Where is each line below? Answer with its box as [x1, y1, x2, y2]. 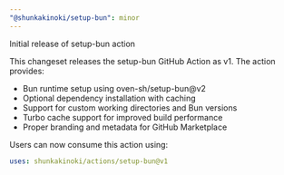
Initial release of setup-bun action [9, 38, 136, 49]
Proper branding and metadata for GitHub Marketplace [22, 122, 228, 132]
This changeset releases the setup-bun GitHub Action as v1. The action [9, 55, 276, 66]
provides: [9, 65, 45, 76]
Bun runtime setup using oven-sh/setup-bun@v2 [22, 83, 207, 93]
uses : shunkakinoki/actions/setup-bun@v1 [9, 156, 169, 166]
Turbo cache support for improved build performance [22, 112, 223, 122]
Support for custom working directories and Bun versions [22, 102, 238, 113]
